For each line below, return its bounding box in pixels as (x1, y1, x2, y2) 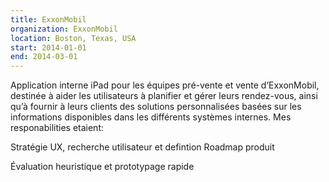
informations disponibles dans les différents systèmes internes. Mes (10, 111, 292, 123)
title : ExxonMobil (10, 14, 87, 25)
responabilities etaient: (10, 122, 105, 134)
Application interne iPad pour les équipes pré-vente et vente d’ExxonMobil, (10, 79, 320, 91)
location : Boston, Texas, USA (10, 33, 137, 43)
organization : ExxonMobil (10, 24, 118, 34)
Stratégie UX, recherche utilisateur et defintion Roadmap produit (10, 141, 275, 153)
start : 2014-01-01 (10, 42, 87, 53)
